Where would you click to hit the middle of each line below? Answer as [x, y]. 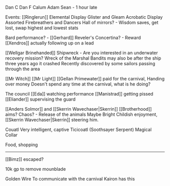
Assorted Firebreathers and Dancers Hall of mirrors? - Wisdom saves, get [82, 22]
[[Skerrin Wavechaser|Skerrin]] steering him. [52, 120]
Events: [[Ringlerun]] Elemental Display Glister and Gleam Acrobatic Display [84, 17]
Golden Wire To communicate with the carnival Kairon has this [70, 179]
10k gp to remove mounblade [36, 169]
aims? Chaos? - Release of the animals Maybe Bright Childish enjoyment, [81, 114]
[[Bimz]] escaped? [25, 159]
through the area [23, 69]
